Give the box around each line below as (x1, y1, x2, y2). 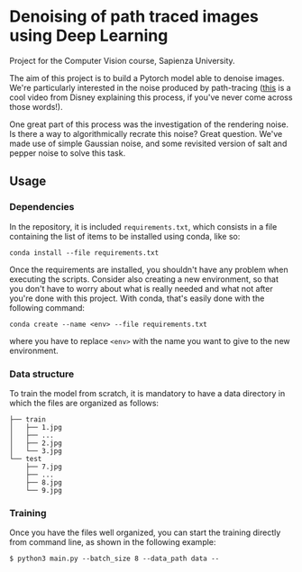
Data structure (9, 368, 75, 380)
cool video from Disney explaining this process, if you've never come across (9, 92, 293, 103)
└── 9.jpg (25, 486, 63, 495)
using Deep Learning (9, 25, 169, 46)
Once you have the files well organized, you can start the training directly (9, 527, 281, 538)
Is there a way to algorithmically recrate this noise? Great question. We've (9, 128, 283, 139)
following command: (9, 302, 86, 313)
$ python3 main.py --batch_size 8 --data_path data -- (9, 554, 220, 564)
